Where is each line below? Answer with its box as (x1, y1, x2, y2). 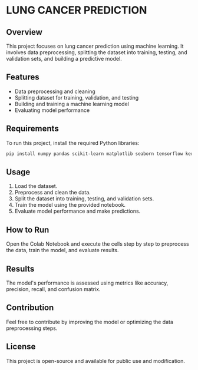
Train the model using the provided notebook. (14, 201, 126, 209)
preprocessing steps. (6, 325, 58, 332)
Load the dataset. (14, 183, 58, 190)
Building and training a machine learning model (14, 100, 130, 107)
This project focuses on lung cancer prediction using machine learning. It (6, 42, 184, 49)
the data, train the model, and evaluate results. (6, 247, 119, 254)
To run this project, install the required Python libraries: (6, 139, 140, 146)
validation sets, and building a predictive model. (6, 55, 122, 62)
